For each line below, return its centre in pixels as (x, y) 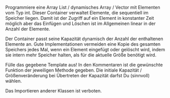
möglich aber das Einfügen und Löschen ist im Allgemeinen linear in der (81, 23)
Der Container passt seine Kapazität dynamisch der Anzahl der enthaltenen (84, 39)
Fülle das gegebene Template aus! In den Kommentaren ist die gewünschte (84, 65)
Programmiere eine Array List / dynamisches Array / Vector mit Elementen (83, 7)
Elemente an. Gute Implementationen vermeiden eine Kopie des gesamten (83, 44)
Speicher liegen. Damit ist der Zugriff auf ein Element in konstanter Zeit (80, 18)
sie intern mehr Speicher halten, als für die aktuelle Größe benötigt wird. (81, 55)
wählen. (13, 81)
